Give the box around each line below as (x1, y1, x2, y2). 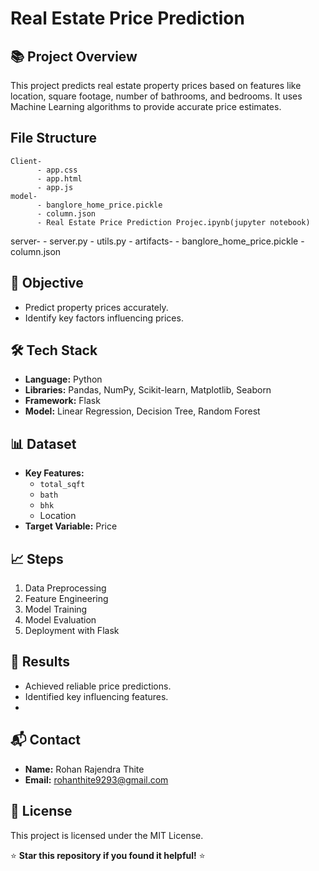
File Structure (10, 130, 97, 147)
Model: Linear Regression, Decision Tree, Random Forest (24, 405, 261, 417)
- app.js (36, 182, 74, 192)
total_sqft (39, 480, 86, 490)
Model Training (24, 603, 88, 616)
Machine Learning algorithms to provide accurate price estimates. (10, 101, 282, 112)
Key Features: (24, 467, 85, 479)
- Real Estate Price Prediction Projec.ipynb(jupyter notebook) (36, 217, 311, 227)
